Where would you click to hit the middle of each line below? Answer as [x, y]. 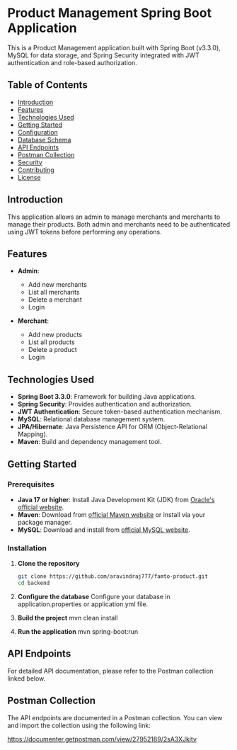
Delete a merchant [55, 300]
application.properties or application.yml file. [83, 604]
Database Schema [44, 140]
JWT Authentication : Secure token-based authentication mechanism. [120, 411]
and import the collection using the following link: [79, 725]
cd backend [34, 583]
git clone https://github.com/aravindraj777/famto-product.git [113, 576]
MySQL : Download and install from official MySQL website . [104, 530]
